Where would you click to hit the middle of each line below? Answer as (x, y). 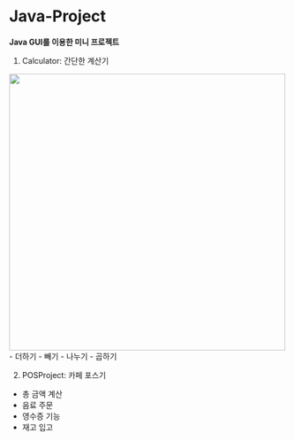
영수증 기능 (41, 416)
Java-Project (58, 16)
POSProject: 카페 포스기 (64, 375)
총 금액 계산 (42, 394)
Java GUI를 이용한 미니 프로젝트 (64, 42)
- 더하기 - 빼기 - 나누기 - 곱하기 (63, 356)
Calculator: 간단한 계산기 (65, 60)
